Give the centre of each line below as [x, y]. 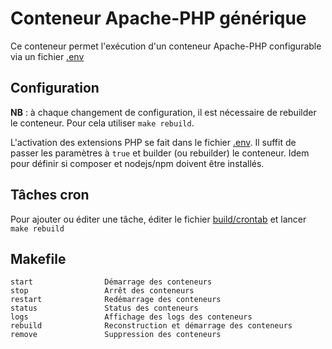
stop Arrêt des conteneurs [102, 291]
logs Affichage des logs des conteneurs [131, 317]
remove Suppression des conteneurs [116, 335]
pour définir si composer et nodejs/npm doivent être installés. [137, 163]
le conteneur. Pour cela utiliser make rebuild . [102, 123]
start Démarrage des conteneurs [111, 282]
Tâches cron [50, 195]
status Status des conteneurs [104, 308]
